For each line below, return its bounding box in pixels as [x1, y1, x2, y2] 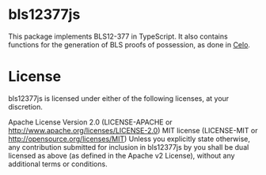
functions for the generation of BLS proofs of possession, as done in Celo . [8, 39, 251, 49]
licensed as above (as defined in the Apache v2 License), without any [8, 151, 235, 160]
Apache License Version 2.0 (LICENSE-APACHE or [8, 117, 173, 127]
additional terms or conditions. [8, 159, 108, 169]
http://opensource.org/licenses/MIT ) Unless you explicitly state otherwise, [8, 134, 251, 143]
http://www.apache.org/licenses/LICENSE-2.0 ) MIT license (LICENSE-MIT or [8, 125, 258, 135]
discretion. [8, 102, 44, 111]
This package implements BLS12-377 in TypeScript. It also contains [8, 32, 228, 41]
